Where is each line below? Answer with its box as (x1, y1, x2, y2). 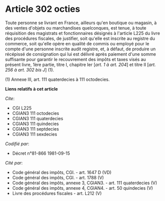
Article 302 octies (5, 3, 80, 15)
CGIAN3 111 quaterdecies (12, 115, 64, 121)
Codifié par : (5, 140, 30, 146)
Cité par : (5, 160, 23, 166)
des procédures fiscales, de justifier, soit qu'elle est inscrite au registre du (5, 35, 155, 41)
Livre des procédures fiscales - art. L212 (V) (12, 190, 102, 196)
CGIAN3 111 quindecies (12, 121, 59, 127)
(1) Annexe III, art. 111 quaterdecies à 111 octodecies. (5, 76, 110, 82)
